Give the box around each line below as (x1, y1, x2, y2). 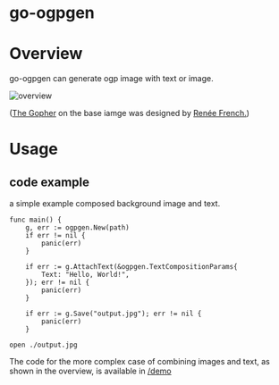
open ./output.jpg (9, 340, 78, 350)
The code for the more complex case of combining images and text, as (9, 356, 270, 367)
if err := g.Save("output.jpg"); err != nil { (25, 309, 202, 319)
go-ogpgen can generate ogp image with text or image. (9, 73, 214, 84)
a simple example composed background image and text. (9, 198, 221, 209)
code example (9, 174, 89, 189)
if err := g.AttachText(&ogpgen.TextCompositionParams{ (25, 263, 239, 272)
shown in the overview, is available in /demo (9, 365, 172, 377)
